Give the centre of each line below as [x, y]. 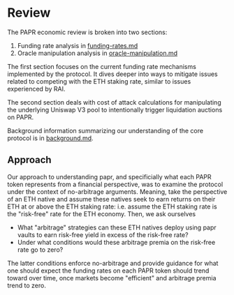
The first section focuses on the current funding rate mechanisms [102, 66]
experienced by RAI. [36, 89]
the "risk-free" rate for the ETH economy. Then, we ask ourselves [102, 213]
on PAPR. [21, 117]
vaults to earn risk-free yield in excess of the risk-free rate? [103, 234]
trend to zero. [27, 285]
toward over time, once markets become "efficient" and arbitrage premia [112, 278]
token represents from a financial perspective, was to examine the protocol [115, 184]
